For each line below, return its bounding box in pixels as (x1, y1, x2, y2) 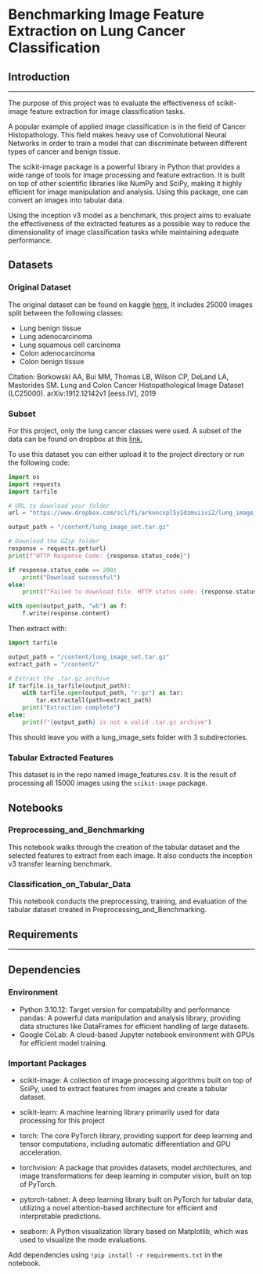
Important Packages (8, 1057, 88, 1068)
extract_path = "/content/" (8, 660, 100, 668)
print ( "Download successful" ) (22, 573, 121, 582)
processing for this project (19, 1115, 106, 1125)
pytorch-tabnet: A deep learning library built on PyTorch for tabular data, (19, 1195, 254, 1204)
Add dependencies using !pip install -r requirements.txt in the (8, 1250, 223, 1259)
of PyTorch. (19, 1179, 57, 1188)
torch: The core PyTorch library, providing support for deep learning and (19, 1130, 253, 1140)
